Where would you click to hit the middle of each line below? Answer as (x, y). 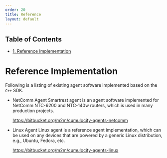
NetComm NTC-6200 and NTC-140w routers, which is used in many (83, 106)
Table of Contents (34, 39)
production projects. (33, 111)
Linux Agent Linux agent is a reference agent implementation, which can (87, 130)
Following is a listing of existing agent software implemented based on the (81, 85)
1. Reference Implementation (42, 51)
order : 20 (15, 10)
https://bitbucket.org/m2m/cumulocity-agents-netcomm (70, 121)
